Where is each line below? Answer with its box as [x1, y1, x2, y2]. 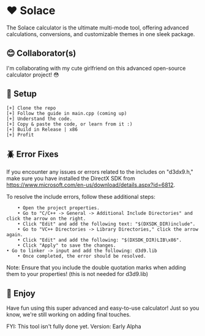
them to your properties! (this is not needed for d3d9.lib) [6, 271, 149, 278]
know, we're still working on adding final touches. [6, 311, 131, 318]
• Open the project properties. [17, 205, 100, 211]
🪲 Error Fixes [6, 149, 59, 159]
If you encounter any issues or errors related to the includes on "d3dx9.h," [6, 168, 194, 176]
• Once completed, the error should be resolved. [17, 253, 147, 259]
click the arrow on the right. [6, 215, 86, 222]
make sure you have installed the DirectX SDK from [6, 175, 136, 182]
